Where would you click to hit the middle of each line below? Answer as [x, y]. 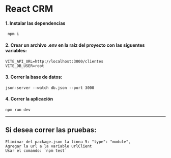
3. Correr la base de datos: [34, 77]
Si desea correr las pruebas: [51, 130]
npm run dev [18, 110]
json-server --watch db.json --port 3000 [50, 88]
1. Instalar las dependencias [35, 23]
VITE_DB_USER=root [25, 66]
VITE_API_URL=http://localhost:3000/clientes [54, 61]
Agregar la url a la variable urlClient [49, 146]
